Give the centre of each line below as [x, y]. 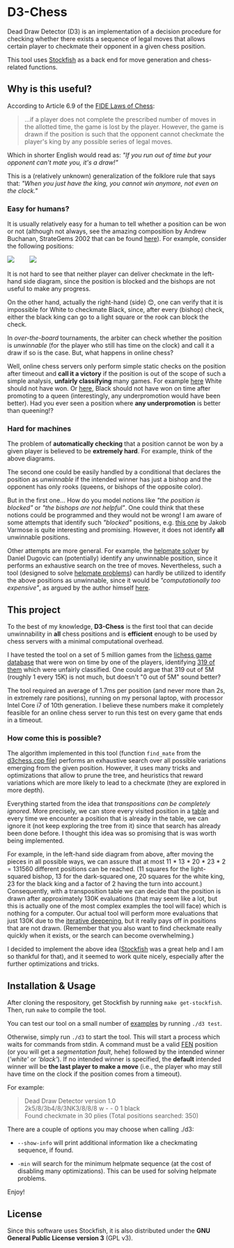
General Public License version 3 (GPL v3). [70, 1238]
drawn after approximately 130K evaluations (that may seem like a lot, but [112, 898]
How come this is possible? [54, 738]
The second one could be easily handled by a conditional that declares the [114, 472]
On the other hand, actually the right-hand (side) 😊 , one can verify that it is [115, 302]
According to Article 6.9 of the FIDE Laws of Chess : [81, 106]
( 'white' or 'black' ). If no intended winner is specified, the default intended [114, 1059]
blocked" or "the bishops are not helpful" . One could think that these [106, 508]
